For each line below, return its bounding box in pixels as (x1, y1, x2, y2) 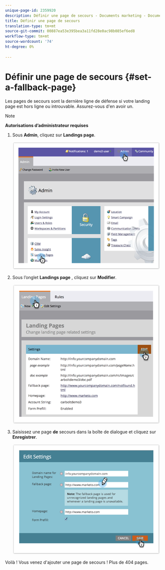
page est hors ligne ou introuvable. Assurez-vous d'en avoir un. (5, 103, 134, 109)
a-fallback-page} (5, 82, 77, 93)
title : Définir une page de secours (5, 18, 80, 23)
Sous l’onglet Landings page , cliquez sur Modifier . (12, 274, 117, 280)
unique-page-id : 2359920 (5, 8, 56, 13)
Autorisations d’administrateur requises (5, 122, 88, 128)
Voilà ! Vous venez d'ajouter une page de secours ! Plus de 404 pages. (5, 559, 149, 566)
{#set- (125, 71, 152, 82)
